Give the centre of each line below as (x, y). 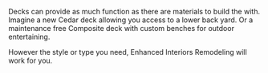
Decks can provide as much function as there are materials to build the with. (134, 12)
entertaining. (29, 36)
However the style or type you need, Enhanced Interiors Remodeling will (128, 52)
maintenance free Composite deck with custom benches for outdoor (122, 28)
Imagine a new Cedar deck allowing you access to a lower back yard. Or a (131, 20)
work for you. (30, 60)
